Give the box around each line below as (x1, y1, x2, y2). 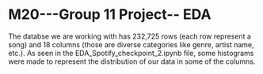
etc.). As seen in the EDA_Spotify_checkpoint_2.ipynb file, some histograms (8, 48, 254, 57)
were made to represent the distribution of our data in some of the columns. (8, 57, 256, 66)
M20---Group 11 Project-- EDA (8, 6, 212, 24)
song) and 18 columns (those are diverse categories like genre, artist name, (8, 39, 255, 49)
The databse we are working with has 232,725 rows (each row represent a (8, 31, 252, 41)
